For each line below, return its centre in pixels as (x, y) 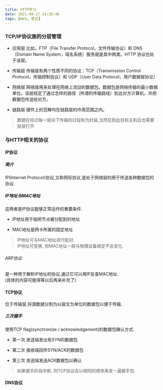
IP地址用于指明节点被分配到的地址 (46, 219)
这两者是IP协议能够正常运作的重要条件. (44, 209)
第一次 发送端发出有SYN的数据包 (45, 339)
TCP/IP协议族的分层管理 (33, 37)
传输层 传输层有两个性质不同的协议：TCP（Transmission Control (76, 71)
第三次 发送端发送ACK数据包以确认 (47, 360)
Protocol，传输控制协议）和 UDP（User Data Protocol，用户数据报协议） (85, 76)
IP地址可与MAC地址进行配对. (46, 240)
